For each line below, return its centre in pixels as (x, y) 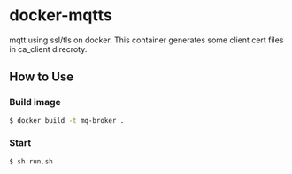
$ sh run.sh (31, 161)
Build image (35, 102)
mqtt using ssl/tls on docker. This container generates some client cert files (146, 40)
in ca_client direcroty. (48, 49)
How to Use (42, 77)
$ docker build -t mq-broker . (67, 120)
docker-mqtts (61, 15)
